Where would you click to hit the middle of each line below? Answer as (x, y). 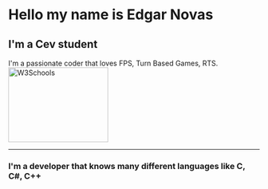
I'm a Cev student (53, 44)
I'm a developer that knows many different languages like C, (127, 166)
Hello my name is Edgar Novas (111, 15)
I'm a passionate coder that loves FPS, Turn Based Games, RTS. (113, 63)
